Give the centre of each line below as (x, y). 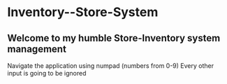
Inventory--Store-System (83, 12)
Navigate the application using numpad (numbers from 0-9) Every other (111, 66)
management (37, 49)
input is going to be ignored (47, 73)
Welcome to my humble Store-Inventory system (114, 38)
